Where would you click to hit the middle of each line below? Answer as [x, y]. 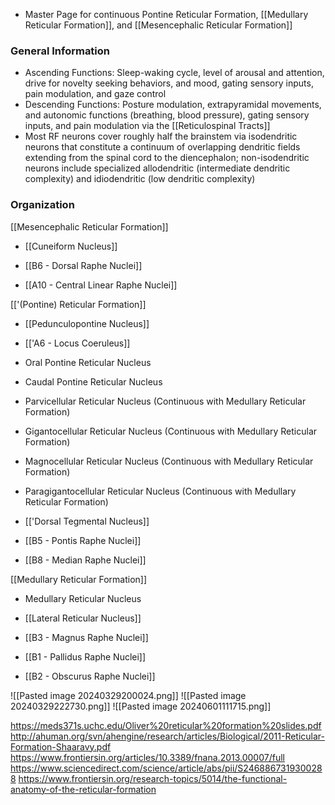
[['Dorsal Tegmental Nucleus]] [87, 521]
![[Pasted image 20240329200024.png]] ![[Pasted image [128, 695]
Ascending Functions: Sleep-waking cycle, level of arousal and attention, [174, 73]
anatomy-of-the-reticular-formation [83, 789]
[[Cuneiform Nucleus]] [71, 246]
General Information [60, 51]
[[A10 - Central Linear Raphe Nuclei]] [101, 285]
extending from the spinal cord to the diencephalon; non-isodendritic [167, 158]
